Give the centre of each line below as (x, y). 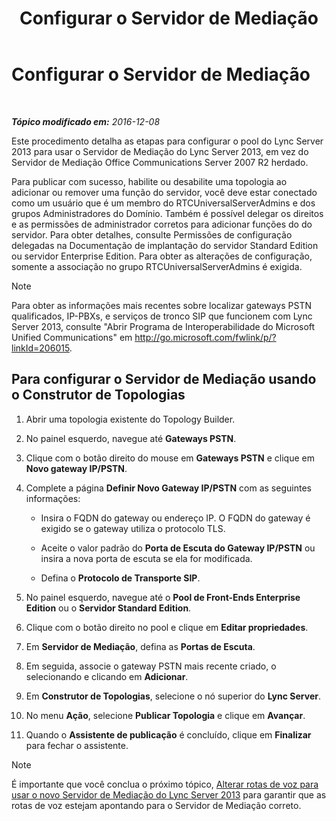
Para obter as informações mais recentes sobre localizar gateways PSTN (161, 305)
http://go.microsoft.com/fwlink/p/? (205, 337)
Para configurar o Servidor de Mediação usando (164, 379)
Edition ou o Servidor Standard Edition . (108, 608)
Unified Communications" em (72, 337)
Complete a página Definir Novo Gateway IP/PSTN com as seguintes (168, 488)
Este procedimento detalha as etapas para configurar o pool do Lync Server (167, 141)
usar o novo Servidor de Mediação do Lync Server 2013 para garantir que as (169, 794)
